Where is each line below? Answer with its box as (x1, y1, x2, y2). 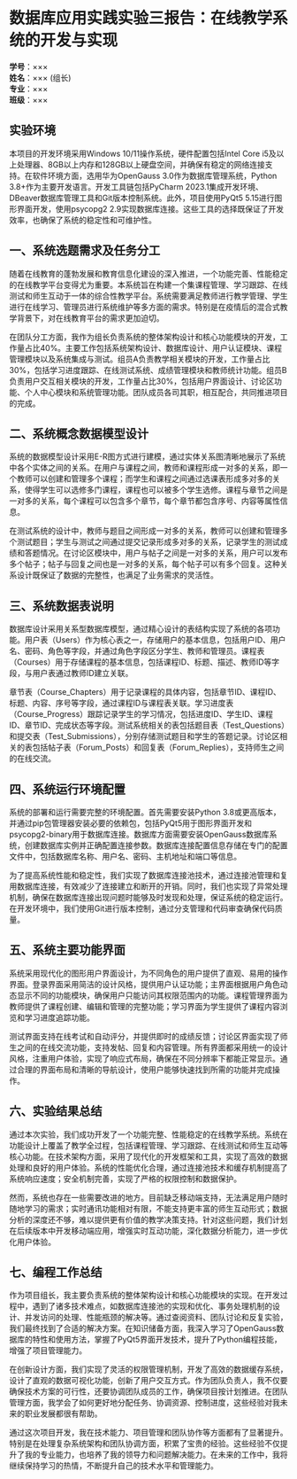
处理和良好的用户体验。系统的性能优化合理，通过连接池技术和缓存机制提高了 (9, 1162, 288, 1172)
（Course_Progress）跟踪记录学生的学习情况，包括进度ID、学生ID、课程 (9, 709, 274, 720)
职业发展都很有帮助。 (24, 1408, 103, 1419)
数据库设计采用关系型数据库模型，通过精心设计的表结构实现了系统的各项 (9, 624, 272, 634)
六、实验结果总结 (9, 1104, 103, 1119)
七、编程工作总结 (9, 1265, 103, 1281)
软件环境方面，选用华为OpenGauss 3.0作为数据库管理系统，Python (32, 170, 278, 181)
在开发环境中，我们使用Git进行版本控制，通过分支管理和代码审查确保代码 (9, 903, 276, 914)
